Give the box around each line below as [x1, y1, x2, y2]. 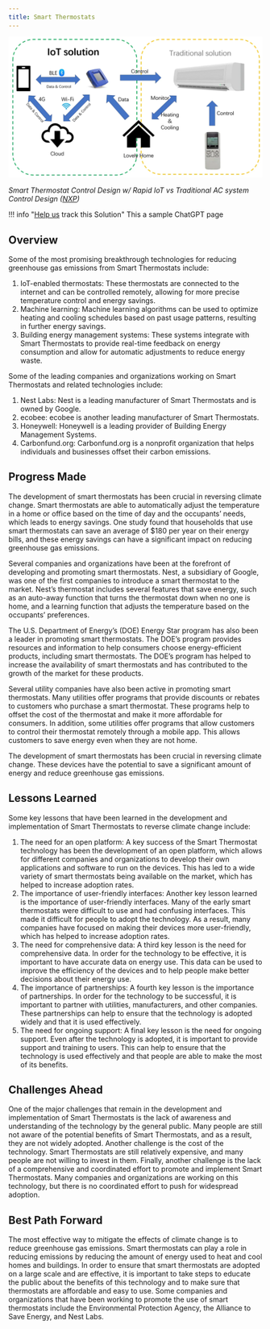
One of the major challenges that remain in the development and [8, 1104, 222, 1114]
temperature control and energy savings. [19, 296, 156, 305]
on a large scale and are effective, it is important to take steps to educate [8, 1269, 251, 1279]
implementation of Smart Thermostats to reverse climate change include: [8, 821, 251, 831]
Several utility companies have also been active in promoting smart [8, 683, 231, 693]
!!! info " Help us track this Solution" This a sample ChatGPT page [8, 210, 224, 219]
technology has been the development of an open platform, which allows [19, 845, 263, 855]
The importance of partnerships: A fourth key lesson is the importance [19, 982, 255, 992]
